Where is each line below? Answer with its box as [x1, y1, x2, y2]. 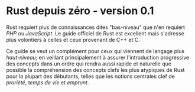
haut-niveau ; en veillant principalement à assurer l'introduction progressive [6, 54, 190, 61]
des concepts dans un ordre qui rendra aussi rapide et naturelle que [6, 60, 171, 67]
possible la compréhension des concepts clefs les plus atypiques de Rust [6, 66, 185, 73]
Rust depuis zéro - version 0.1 [6, 4, 154, 18]
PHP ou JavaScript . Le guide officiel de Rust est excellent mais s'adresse [6, 29, 184, 37]
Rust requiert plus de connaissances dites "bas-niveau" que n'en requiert [6, 24, 185, 31]
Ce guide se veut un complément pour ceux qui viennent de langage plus [6, 47, 185, 54]
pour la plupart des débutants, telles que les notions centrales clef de [6, 73, 175, 80]
